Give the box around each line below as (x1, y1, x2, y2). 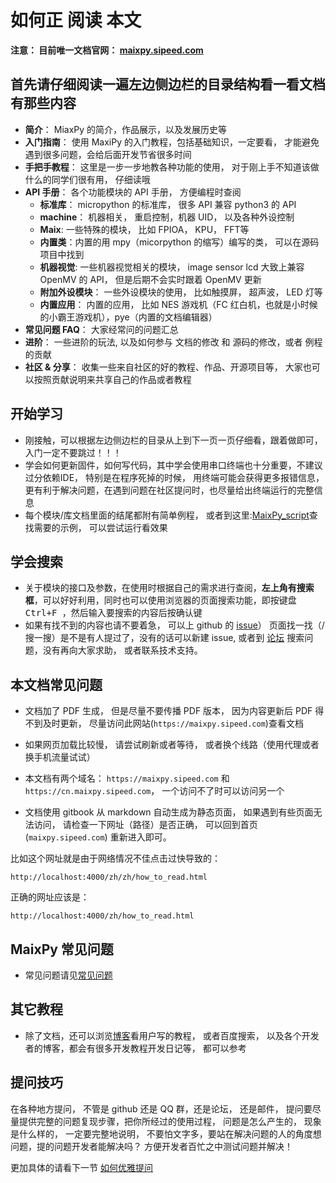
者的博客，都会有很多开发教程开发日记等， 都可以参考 (24, 1042, 247, 1054)
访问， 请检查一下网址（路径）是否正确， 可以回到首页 (33, 819, 258, 831)
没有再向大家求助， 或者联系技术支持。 (42, 644, 203, 656)
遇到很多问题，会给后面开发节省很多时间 (24, 148, 192, 160)
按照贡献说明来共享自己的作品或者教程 (33, 373, 192, 385)
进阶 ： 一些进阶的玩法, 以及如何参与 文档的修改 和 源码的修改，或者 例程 (24, 336, 323, 348)
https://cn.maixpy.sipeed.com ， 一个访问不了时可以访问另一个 (24, 785, 285, 797)
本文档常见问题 (10, 676, 103, 693)
